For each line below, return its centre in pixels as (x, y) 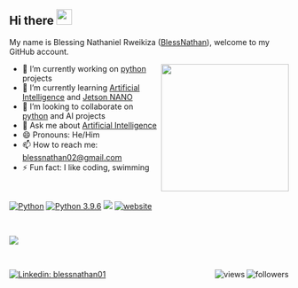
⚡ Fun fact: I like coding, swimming (86, 167)
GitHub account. (39, 51)
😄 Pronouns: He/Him (61, 135)
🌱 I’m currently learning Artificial (81, 87)
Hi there (32, 21)
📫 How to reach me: (60, 144)
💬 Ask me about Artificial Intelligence (89, 125)
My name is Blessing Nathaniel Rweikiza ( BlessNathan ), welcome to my (140, 42)
